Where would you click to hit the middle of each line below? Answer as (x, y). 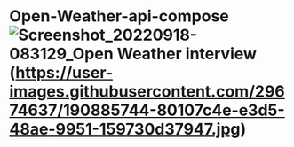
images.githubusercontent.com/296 (147, 92)
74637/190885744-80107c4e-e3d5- (147, 110)
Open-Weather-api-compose (119, 16)
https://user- (64, 73)
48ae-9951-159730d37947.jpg (125, 129)
